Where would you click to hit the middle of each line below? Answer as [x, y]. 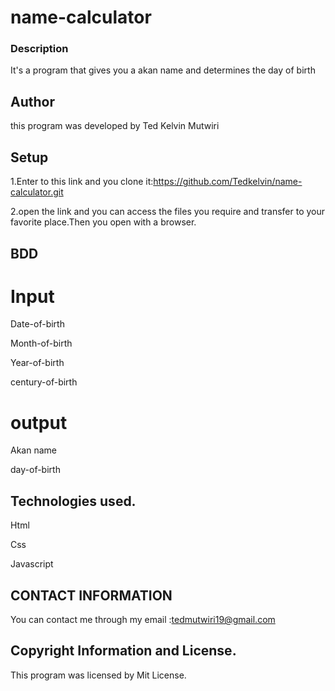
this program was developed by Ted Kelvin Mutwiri [115, 126]
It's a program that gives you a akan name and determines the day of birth [163, 70]
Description [39, 49]
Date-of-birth [37, 324]
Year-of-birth [37, 363]
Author [32, 101]
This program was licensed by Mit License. [98, 675]
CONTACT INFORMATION [91, 595]
